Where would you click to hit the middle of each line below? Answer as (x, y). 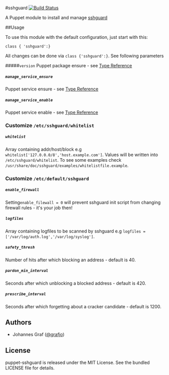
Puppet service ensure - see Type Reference (52, 89)
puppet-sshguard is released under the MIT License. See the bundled (77, 363)
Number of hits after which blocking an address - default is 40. (71, 260)
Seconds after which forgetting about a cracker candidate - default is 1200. (83, 306)
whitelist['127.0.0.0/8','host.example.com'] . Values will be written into (82, 155)
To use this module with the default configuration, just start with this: (76, 37)
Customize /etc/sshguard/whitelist (50, 125)
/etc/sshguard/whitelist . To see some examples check (63, 160)
